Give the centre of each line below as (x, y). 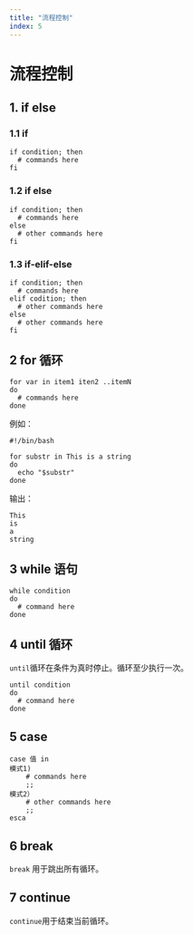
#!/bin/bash (32, 440)
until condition (40, 685)
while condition (40, 591)
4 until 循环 (41, 644)
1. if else (33, 108)
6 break (31, 846)
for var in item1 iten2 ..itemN (70, 381)
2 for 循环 (36, 360)
